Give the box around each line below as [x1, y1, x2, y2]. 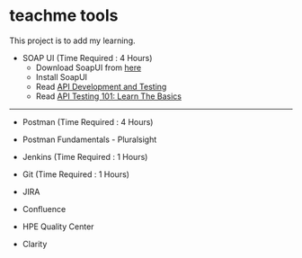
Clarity [22, 238, 48, 249]
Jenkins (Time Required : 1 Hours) [22, 151, 148, 162]
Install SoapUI [35, 71, 88, 82]
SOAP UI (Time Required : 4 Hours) [22, 52, 153, 63]
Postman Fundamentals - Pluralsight [22, 134, 157, 145]
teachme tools [9, 5, 119, 26]
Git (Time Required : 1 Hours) [22, 168, 130, 180]
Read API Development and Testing [35, 81, 167, 92]
